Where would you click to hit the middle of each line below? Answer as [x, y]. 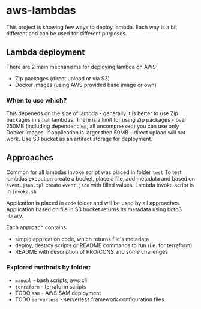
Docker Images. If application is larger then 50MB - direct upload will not [96, 133]
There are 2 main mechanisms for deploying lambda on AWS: [82, 67]
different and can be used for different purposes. [67, 33]
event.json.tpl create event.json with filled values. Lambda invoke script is [100, 185]
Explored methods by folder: [49, 267]
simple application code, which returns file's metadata [82, 239]
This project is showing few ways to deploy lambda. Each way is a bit [92, 27]
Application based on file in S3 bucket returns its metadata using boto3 [94, 209]
